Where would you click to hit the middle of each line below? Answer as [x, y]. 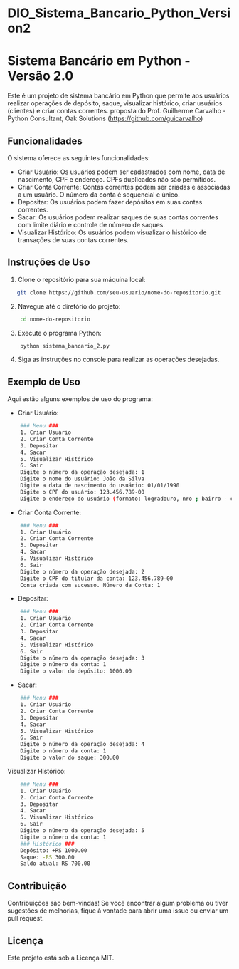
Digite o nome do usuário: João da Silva [82, 479]
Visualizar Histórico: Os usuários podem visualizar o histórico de [112, 232]
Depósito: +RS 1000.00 [54, 850]
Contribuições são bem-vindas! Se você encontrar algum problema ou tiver [118, 903]
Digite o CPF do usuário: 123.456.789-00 [82, 492]
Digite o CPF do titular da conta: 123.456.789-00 [97, 579]
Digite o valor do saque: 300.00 [70, 758]
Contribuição [37, 886]
